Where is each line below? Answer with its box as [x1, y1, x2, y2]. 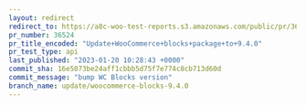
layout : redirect [8, 13, 75, 23]
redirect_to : [8, 22, 58, 31]
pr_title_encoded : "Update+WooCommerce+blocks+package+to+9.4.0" [8, 38, 262, 48]
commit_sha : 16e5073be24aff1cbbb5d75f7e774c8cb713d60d [8, 65, 222, 74]
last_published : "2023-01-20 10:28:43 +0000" [8, 56, 185, 65]
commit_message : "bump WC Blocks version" [8, 73, 173, 82]
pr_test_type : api [8, 47, 79, 57]
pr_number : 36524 [8, 30, 75, 39]
